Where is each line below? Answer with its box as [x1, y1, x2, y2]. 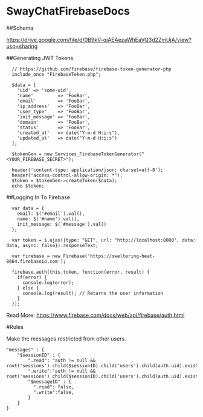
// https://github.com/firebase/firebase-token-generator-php [11, 66, 172, 72]
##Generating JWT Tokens [6, 54, 74, 61]
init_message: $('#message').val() [17, 221, 107, 227]
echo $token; [11, 183, 45, 189]
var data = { [11, 205, 45, 211]
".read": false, [33, 384, 74, 390]
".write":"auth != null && [28, 368, 96, 374]
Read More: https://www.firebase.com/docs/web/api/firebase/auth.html [6, 311, 185, 319]
